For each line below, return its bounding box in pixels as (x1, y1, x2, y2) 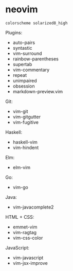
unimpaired (12, 77, 37, 84)
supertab (12, 61, 32, 67)
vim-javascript (12, 255, 44, 261)
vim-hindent (12, 144, 39, 151)
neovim (5, 4, 38, 15)
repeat (12, 72, 27, 78)
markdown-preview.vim (12, 88, 63, 94)
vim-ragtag (12, 229, 37, 235)
